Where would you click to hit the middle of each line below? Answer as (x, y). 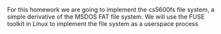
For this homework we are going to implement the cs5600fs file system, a (111, 10)
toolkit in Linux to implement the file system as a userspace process (103, 24)
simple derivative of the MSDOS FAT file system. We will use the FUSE (106, 17)
